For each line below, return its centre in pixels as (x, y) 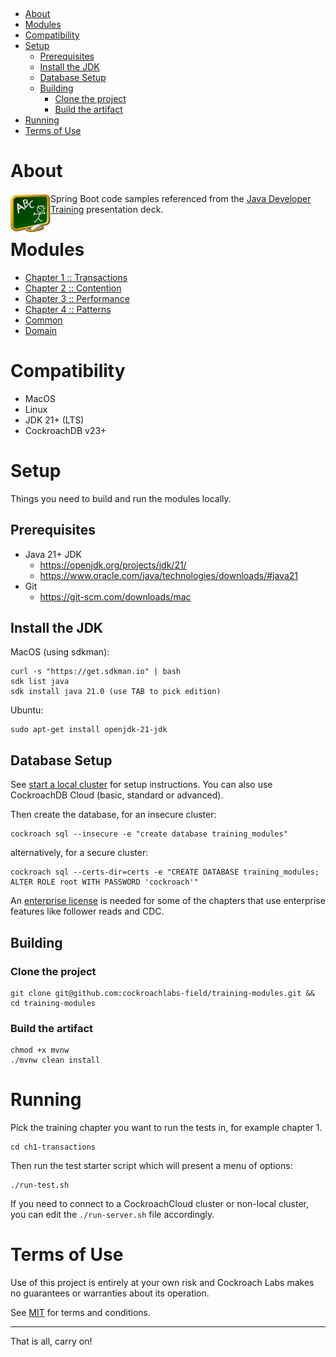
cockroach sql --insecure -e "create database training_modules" (149, 834)
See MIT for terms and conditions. (81, 1313)
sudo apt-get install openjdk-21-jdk (89, 730)
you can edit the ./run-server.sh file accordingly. (112, 1215)
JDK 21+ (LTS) (54, 420)
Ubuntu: (27, 710)
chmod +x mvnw (40, 1050)
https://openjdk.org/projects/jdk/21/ (113, 565)
